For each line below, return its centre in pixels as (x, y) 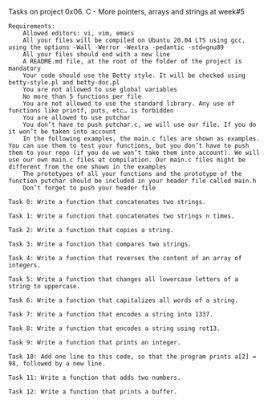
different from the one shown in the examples (87, 167)
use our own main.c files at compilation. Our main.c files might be (127, 160)
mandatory (25, 68)
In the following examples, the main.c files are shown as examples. (142, 139)
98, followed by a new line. (57, 364)
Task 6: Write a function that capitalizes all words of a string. (124, 300)
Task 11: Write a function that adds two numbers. (95, 377)
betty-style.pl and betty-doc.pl (64, 83)
